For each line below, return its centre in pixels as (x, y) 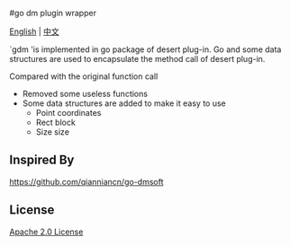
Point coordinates (68, 113)
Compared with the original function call (84, 76)
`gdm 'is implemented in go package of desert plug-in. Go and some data (145, 49)
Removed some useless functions (85, 94)
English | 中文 (35, 31)
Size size (53, 132)
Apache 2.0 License (46, 232)
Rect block (56, 122)
